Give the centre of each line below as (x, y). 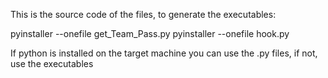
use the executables (52, 63)
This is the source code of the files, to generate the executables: (143, 14)
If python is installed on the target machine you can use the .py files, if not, (164, 53)
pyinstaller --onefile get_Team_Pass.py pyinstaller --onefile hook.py (150, 33)
